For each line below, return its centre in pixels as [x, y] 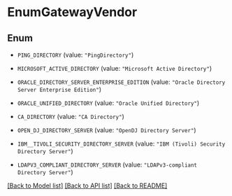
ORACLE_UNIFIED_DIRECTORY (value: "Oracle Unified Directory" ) [108, 103]
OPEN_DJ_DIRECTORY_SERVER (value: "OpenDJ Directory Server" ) [107, 130]
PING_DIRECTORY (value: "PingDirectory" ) [75, 55]
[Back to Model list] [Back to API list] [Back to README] [87, 185]
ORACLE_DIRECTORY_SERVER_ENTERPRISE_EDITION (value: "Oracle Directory [121, 82]
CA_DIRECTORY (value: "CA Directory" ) [71, 117]
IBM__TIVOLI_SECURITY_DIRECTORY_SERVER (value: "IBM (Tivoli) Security [121, 143]
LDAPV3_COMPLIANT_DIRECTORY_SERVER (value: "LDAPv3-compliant [107, 164]
